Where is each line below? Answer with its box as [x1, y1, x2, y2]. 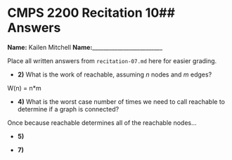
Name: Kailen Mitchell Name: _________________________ [7, 43, 163, 51]
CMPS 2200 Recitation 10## [7, 5, 176, 21]
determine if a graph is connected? [17, 105, 120, 113]
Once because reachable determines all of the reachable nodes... [7, 118, 197, 127]
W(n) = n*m [7, 84, 41, 92]
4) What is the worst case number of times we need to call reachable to [17, 97, 226, 106]
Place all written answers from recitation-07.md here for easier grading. [7, 56, 217, 65]
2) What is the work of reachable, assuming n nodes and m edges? [17, 70, 212, 79]
